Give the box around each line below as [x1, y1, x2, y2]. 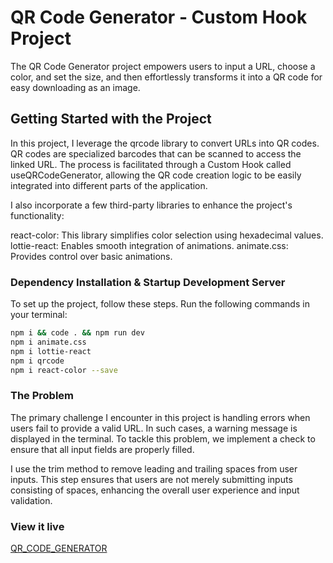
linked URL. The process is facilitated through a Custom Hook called [10, 158, 292, 170]
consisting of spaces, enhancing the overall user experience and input [10, 484, 300, 496]
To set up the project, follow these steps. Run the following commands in [10, 298, 310, 310]
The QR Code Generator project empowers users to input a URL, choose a [10, 60, 316, 72]
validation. [10, 494, 53, 506]
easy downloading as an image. [10, 81, 141, 93]
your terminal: [10, 309, 68, 321]
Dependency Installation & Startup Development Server [10, 275, 286, 289]
